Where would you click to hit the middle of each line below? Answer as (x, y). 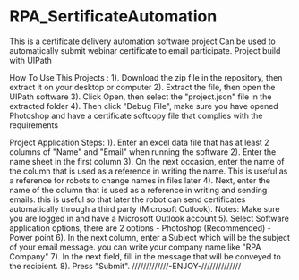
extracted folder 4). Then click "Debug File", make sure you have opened (144, 106)
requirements (34, 125)
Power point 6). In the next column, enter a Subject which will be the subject (150, 237)
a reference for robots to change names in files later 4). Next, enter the (140, 180)
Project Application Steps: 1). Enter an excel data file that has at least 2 (140, 142)
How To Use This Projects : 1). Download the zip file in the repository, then (146, 77)
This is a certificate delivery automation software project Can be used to (142, 41)
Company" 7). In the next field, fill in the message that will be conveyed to (145, 256)
